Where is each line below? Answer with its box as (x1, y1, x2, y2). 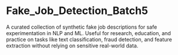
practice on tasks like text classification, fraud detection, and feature (6, 36, 172, 43)
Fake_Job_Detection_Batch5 (6, 4, 149, 18)
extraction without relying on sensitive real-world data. (6, 42, 139, 49)
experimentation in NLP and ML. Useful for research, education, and (6, 29, 172, 36)
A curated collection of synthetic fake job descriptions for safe (6, 23, 157, 30)
